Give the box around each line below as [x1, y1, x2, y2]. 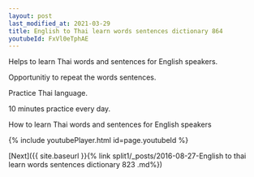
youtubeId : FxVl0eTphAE [8, 34, 89, 43]
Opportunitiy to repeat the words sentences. [8, 72, 157, 82]
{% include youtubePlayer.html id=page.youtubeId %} [8, 136, 189, 145]
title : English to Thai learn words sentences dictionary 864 [8, 27, 223, 35]
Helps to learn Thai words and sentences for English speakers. [8, 57, 218, 67]
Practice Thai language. [8, 88, 88, 98]
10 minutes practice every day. [8, 104, 111, 114]
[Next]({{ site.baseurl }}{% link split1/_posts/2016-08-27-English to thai [8, 151, 247, 161]
